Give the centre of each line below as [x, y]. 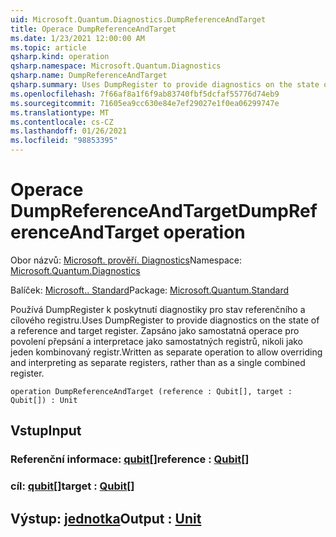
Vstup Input [46, 431]
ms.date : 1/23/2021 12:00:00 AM [77, 38]
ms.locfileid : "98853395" [64, 141]
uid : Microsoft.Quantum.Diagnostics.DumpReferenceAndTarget [138, 19]
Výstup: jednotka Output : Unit [106, 518]
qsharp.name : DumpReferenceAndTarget [89, 76]
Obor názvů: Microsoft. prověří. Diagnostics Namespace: [126, 260]
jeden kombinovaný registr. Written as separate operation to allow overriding [166, 352]
